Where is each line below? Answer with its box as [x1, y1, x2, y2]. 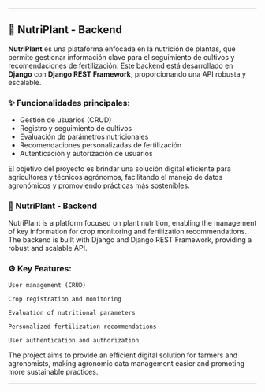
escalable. [8, 77, 42, 87]
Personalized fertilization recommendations [8, 323, 157, 330]
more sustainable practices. [8, 367, 99, 376]
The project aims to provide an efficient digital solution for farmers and [8, 350, 238, 360]
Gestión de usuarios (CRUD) [19, 115, 112, 125]
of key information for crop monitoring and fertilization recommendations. [8, 226, 247, 237]
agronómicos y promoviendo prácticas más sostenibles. [8, 181, 191, 190]
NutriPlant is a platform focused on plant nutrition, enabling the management [8, 218, 257, 228]
